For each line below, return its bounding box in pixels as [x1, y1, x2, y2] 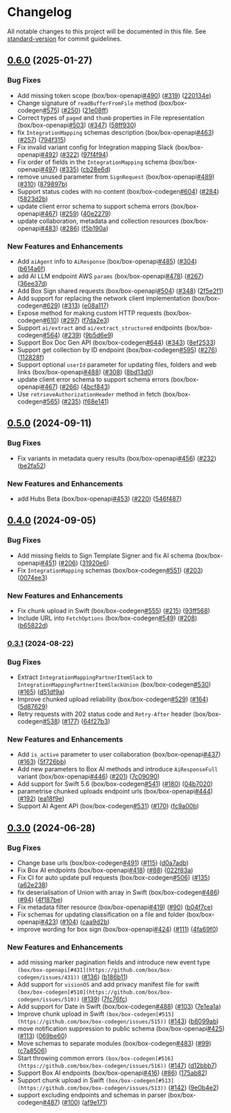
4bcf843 [83, 383, 108, 391]
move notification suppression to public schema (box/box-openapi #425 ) [17, 1025, 225, 1033]
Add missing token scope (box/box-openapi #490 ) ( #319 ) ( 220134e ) [17, 91, 212, 99]
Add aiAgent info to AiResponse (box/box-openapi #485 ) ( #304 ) [17, 257, 198, 265]
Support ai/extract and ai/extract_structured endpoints [17, 324, 183, 332]
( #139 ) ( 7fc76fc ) [80, 995, 128, 1003]
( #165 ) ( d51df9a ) [17, 688, 65, 696]
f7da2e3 [83, 316, 108, 324]
